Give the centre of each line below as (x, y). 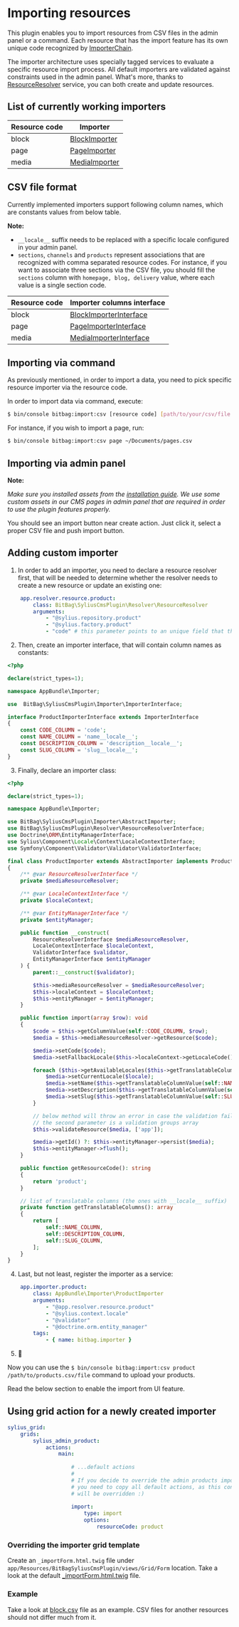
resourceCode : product (130, 1527)
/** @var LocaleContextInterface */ (75, 894)
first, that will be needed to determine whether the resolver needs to (118, 577)
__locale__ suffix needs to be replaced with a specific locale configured (123, 239)
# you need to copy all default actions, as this (146, 1487)
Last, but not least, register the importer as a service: (95, 1274)
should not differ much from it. (52, 1617)
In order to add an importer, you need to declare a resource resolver (117, 570)
